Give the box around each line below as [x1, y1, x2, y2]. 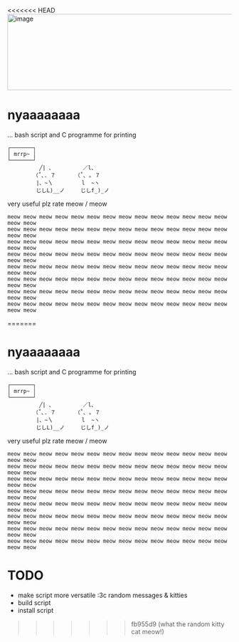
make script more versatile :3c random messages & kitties [17, 591, 188, 599]
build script [17, 598, 51, 607]
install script [17, 606, 54, 614]
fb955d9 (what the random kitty [131, 619, 225, 628]
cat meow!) [131, 627, 165, 636]
